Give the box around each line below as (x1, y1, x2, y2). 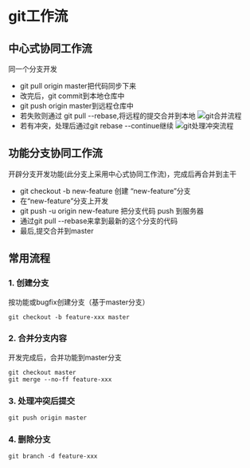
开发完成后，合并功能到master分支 (8, 352, 122, 362)
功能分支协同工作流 (8, 147, 103, 160)
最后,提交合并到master (19, 226, 94, 235)
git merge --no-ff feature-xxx (8, 376, 112, 383)
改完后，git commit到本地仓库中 (19, 91, 125, 100)
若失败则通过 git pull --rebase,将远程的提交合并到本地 (19, 111, 197, 120)
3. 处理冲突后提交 (8, 395, 76, 407)
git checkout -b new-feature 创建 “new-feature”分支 (19, 186, 191, 195)
